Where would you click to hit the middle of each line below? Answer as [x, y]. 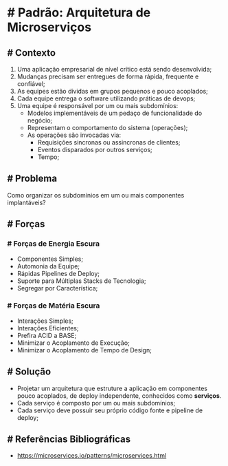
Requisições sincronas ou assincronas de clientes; [109, 142]
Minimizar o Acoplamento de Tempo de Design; [84, 350]
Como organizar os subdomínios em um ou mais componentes [96, 195]
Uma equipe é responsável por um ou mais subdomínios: [98, 106]
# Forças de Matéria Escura [54, 306]
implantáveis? [26, 202]
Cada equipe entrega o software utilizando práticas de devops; [106, 98]
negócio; [40, 120]
